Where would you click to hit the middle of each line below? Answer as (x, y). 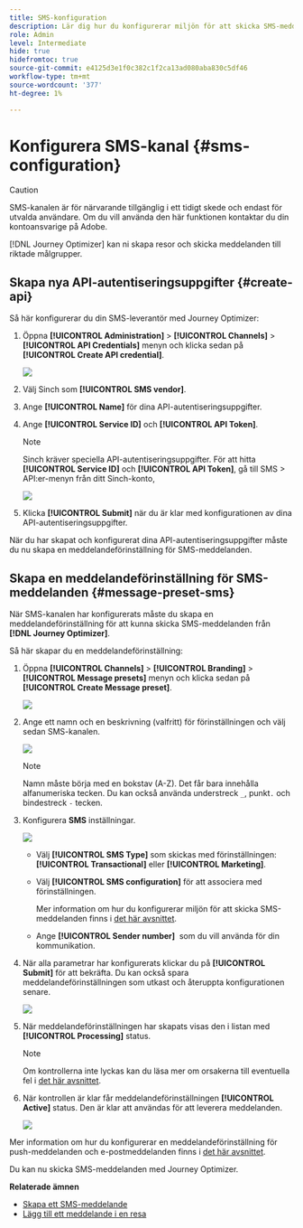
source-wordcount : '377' (56, 85)
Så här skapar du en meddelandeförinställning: (96, 651)
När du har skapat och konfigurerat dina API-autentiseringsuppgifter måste (149, 540)
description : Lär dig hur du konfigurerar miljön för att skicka (134, 26)
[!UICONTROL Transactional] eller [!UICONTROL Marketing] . (151, 865)
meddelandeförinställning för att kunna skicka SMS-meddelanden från (140, 623)
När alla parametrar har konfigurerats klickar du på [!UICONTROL (144, 963)
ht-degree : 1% (36, 93)
